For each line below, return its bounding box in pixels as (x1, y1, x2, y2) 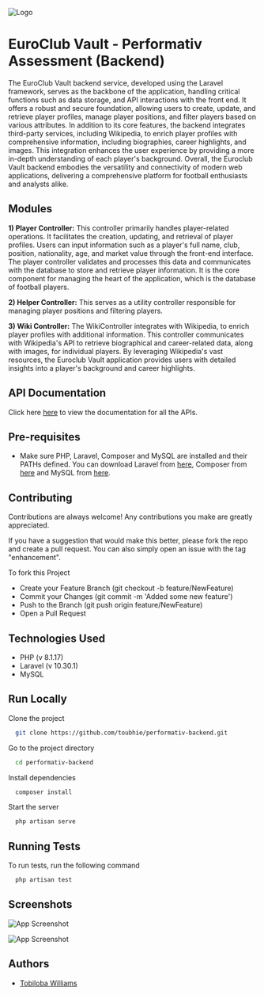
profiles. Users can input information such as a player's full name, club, (8, 240, 240, 250)
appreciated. (8, 520, 50, 530)
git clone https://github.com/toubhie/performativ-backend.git (15, 729, 228, 737)
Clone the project (8, 713, 65, 722)
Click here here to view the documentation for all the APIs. (8, 407, 198, 417)
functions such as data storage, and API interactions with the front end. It (8, 95, 247, 105)
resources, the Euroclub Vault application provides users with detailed (8, 355, 236, 364)
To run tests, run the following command (8, 860, 140, 871)
